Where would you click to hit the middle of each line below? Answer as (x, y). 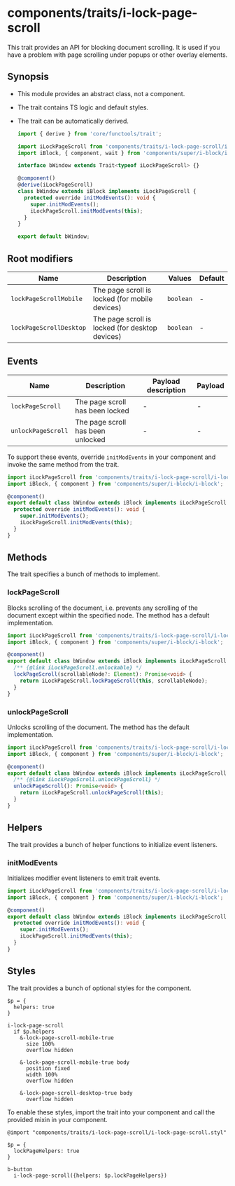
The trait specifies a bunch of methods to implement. (84, 574)
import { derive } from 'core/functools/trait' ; (90, 134)
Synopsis (28, 77)
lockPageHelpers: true (47, 1151)
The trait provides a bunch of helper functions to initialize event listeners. (113, 844)
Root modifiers (40, 259)
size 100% (40, 1044)
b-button (20, 1169)
